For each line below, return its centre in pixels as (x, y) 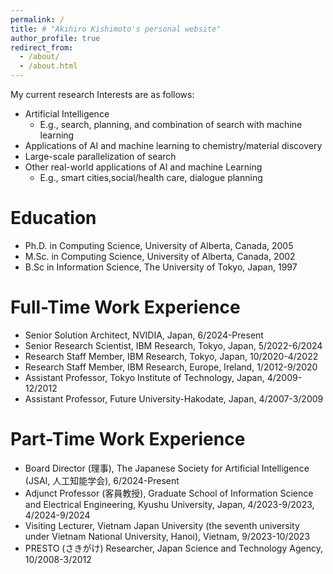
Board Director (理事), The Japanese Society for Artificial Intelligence (167, 468)
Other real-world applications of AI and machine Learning (143, 167)
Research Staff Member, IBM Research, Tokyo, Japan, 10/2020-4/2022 (171, 356)
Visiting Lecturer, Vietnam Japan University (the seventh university (162, 525)
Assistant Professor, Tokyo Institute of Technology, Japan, (144, 377)
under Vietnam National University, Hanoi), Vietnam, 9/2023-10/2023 (167, 536)
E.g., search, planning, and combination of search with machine (171, 124)
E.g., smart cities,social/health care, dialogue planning (151, 177)
